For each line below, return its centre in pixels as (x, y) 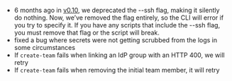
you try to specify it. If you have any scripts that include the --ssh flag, (117, 25)
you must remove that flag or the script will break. (87, 32)
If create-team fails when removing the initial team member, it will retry (117, 70)
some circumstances (45, 48)
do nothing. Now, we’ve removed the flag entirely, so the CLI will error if (119, 18)
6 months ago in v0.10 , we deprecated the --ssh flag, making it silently (117, 10)
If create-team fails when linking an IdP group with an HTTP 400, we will (119, 55)
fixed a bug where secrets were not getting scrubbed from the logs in (116, 40)
